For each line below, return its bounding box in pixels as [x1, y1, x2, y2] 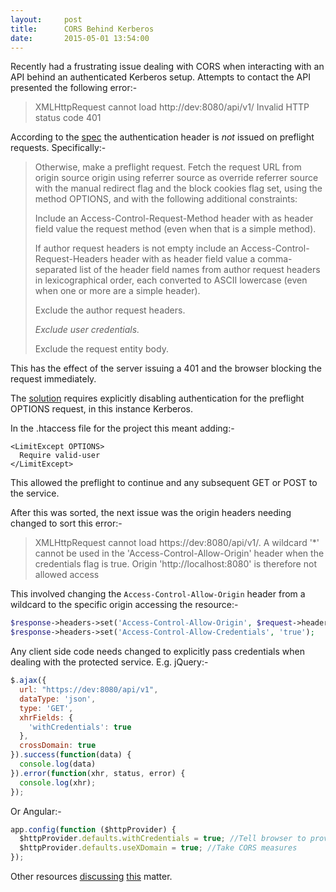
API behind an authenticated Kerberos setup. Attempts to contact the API [10, 71, 311, 83]
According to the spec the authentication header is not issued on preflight [10, 131, 315, 143]
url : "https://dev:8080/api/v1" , [19, 685, 159, 695]
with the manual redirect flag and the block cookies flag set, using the [34, 182, 323, 195]
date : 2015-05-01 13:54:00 [10, 33, 150, 43]
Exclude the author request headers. [34, 304, 186, 316]
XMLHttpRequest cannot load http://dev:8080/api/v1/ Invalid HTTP [34, 101, 310, 113]
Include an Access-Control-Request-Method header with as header [34, 212, 314, 225]
